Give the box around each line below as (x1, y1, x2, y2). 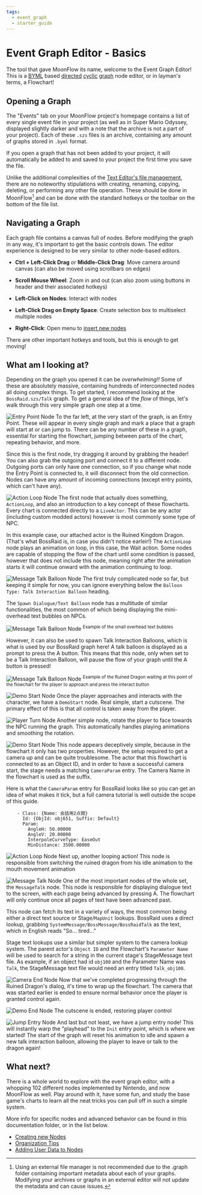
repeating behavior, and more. (6, 439, 81, 446)
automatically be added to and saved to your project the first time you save (6, 156, 192, 163)
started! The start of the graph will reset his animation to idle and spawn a (6, 1031, 189, 1038)
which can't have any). (6, 483, 63, 490)
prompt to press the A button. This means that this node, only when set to (6, 650, 189, 657)
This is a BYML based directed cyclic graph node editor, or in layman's (6, 72, 181, 80)
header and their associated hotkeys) (14, 283, 108, 290)
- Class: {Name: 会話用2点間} (17, 810, 88, 817)
